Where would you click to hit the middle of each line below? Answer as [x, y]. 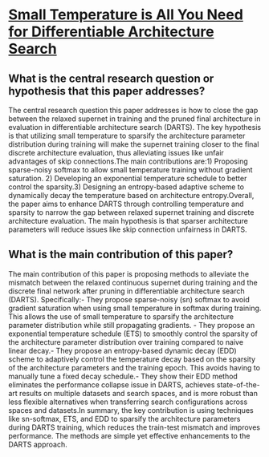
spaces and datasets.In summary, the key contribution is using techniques [131, 410]
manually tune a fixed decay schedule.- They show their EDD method [123, 376]
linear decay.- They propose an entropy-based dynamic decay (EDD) [122, 350]
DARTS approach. [38, 444]
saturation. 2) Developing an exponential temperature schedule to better [128, 178]
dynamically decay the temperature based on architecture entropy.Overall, [131, 195]
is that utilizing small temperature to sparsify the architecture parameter [127, 135]
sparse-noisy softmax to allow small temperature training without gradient [130, 170]
